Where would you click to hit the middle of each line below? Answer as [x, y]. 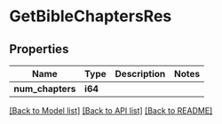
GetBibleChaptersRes [91, 16]
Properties [39, 49]
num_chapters [45, 89]
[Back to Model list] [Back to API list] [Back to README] [111, 111]
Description [140, 74]
